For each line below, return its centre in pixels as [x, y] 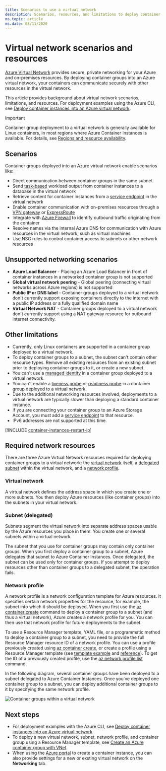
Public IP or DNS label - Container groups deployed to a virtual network [85, 292]
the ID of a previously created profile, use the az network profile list [74, 659]
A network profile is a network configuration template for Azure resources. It [83, 596]
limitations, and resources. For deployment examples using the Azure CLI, [81, 103]
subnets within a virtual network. [38, 537]
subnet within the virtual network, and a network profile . [62, 468]
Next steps [22, 715]
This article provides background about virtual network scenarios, [72, 98]
